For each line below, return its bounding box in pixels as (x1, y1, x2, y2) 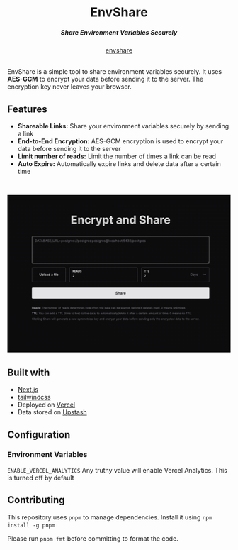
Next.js (17, 385, 39, 394)
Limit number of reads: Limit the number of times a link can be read (17, 152, 217, 160)
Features (7, 103, 47, 115)
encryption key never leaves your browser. (7, 82, 132, 91)
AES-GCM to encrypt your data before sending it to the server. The (7, 75, 204, 84)
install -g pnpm (7, 522, 55, 529)
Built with (7, 366, 50, 378)
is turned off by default (7, 473, 74, 482)
